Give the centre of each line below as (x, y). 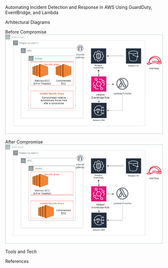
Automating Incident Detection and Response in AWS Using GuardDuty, (79, 7)
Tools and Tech (21, 251)
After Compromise (24, 141)
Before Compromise (26, 32)
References (17, 261)
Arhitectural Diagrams (28, 22)
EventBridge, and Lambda (32, 12)
